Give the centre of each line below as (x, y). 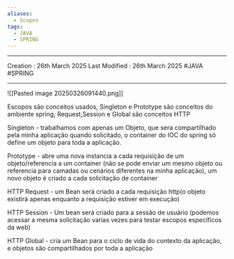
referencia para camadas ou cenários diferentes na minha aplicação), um (112, 171)
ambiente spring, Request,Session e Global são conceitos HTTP (99, 114)
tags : (15, 26)
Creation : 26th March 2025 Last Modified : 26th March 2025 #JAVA (105, 66)
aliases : (20, 14)
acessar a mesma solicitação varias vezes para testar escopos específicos (115, 220)
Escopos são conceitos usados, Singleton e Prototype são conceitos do (110, 107)
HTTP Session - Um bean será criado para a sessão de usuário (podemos (113, 212)
